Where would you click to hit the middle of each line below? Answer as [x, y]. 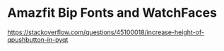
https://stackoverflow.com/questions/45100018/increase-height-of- [106, 32]
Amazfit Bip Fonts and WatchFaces [112, 13]
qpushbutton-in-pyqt [38, 39]
